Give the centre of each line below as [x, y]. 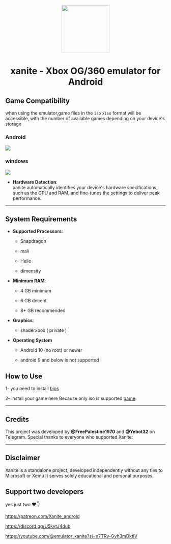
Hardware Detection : [35, 182]
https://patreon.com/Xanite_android [42, 516]
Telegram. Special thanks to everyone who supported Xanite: [69, 437]
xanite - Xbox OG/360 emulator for [85, 71]
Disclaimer [23, 458]
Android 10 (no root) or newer [51, 350]
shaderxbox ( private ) [44, 330]
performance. [27, 198]
